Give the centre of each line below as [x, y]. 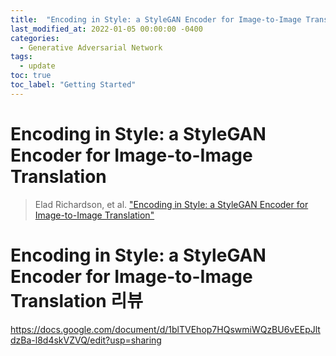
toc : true [31, 76]
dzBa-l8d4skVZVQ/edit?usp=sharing [86, 340]
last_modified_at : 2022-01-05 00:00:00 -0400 [106, 29]
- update [37, 66]
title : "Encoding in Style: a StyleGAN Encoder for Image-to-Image [156, 19]
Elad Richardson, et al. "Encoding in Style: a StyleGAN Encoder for [171, 204]
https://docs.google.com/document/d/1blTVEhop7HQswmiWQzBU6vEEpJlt [165, 329]
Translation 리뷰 [76, 300]
